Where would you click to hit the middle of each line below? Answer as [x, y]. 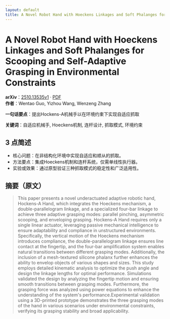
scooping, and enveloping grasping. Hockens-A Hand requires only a [90, 220]
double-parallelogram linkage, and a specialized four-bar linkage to [88, 209]
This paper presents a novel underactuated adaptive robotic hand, [87, 198]
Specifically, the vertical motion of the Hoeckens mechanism [81, 236]
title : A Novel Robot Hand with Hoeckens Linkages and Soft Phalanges [81, 15]
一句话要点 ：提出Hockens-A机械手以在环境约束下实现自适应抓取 [72, 114]
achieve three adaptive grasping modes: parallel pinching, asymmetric [91, 214]
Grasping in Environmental [62, 72]
